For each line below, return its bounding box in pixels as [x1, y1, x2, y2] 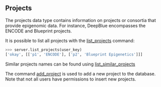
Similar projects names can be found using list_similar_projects [5, 61, 135, 67]
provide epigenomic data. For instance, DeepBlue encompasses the [5, 22, 146, 28]
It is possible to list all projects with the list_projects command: [5, 37, 135, 43]
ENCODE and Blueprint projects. [5, 27, 72, 34]
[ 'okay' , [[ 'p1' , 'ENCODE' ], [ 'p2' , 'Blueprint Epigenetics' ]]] [5, 52, 143, 57]
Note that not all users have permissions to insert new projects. [5, 76, 136, 82]
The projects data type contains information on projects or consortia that [5, 17, 156, 23]
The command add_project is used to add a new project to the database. [5, 70, 156, 76]
